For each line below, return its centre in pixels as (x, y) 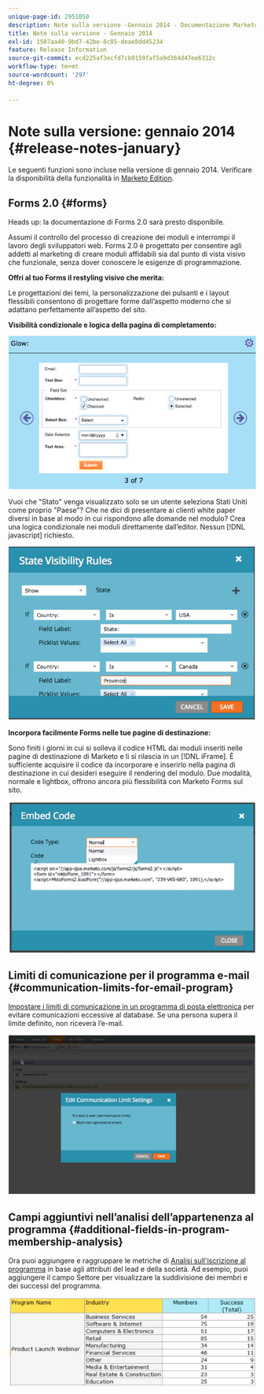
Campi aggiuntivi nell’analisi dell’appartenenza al (131, 1217)
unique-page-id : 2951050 (49, 17)
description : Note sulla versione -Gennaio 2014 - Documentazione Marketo (133, 25)
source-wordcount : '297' (49, 75)
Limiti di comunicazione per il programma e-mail (129, 975)
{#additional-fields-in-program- (149, 1230)
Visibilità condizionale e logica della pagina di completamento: (113, 325)
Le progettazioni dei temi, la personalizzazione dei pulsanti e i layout (119, 293)
